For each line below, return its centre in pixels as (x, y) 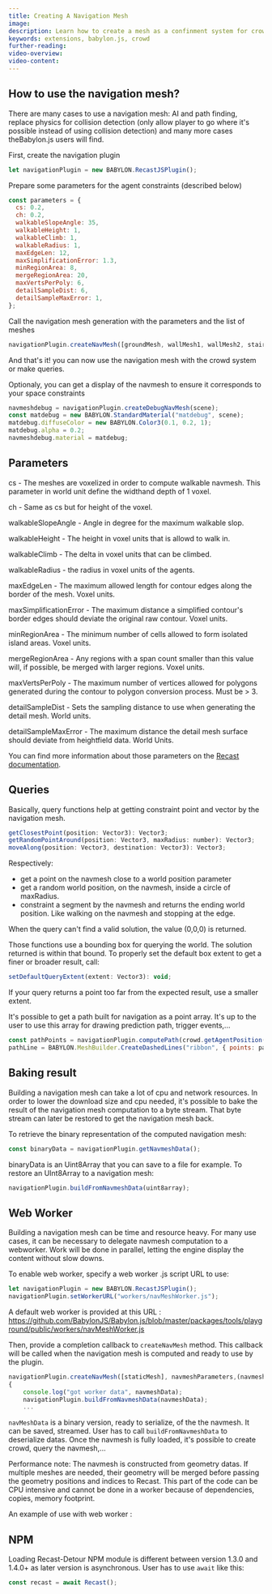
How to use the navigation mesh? (94, 94)
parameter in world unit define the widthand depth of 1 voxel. (110, 491)
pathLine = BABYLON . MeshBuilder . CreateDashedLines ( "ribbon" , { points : (132, 1047)
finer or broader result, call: (54, 962)
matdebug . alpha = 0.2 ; (47, 430)
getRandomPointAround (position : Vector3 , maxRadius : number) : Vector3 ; (132, 840)
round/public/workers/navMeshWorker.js (76, 1329)
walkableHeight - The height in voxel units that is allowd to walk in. (119, 538)
